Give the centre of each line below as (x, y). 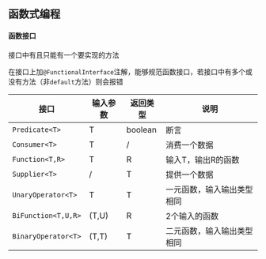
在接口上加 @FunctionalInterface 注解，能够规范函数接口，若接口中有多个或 (131, 71)
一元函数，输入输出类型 (209, 190)
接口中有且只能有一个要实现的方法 (64, 54)
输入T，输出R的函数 (203, 160)
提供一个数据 (190, 175)
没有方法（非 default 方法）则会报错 (66, 81)
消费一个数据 (190, 145)
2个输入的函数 (192, 216)
